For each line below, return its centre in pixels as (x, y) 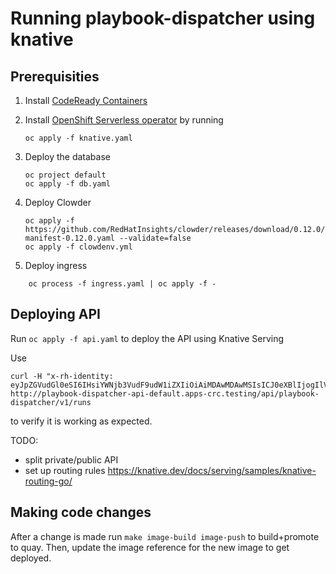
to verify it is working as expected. (81, 421)
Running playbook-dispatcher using (163, 18)
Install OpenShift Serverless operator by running (124, 120)
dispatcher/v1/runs (51, 402)
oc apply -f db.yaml (67, 184)
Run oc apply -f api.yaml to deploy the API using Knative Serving (147, 338)
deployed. (31, 558)
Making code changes (81, 512)
